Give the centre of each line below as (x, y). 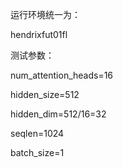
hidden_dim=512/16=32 (58, 114)
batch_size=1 (37, 152)
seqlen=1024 (37, 133)
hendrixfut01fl (39, 34)
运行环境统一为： (45, 14)
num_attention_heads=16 (62, 75)
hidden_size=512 (45, 94)
